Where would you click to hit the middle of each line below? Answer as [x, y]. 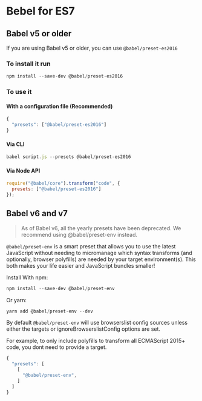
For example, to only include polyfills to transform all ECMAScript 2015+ [96, 341]
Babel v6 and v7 [37, 214]
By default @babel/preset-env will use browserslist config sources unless [97, 323]
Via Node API [23, 170]
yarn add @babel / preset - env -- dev [50, 311]
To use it [19, 92]
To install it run [28, 64]
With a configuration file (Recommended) [60, 106]
